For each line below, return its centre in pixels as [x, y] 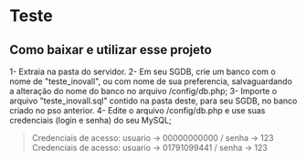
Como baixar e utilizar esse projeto [111, 50]
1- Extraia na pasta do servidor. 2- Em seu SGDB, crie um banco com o [142, 71]
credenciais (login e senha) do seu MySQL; [90, 120]
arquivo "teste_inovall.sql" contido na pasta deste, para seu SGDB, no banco [153, 101]
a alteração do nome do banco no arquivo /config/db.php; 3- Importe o [143, 91]
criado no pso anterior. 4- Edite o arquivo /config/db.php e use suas [137, 110]
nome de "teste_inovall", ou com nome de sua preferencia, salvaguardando [151, 81]
